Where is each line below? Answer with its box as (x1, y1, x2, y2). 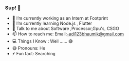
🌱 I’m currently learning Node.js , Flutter (12, 20, 92, 26)
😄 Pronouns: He (12, 46, 45, 51)
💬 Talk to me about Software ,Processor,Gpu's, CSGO (12, 26, 119, 31)
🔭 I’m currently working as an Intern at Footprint (12, 15, 108, 21)
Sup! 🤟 (5, 4, 21, 11)
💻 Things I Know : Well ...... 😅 (12, 38, 73, 44)
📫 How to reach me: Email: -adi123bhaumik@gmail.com (12, 31, 124, 37)
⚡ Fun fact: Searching (12, 51, 56, 57)
